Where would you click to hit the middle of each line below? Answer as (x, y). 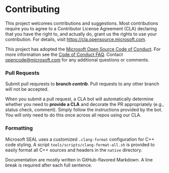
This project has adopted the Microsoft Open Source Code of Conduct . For (83, 49)
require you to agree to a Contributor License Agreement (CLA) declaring (81, 28)
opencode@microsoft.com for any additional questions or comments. (77, 60)
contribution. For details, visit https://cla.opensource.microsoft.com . (76, 39)
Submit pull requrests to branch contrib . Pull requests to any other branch (82, 84)
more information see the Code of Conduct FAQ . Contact (64, 54)
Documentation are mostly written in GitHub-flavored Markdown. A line (79, 159)
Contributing (33, 9)
